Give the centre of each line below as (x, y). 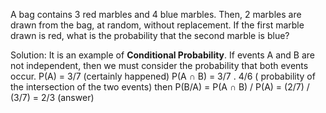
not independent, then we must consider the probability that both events (159, 65)
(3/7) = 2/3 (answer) (52, 97)
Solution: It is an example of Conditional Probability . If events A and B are (162, 55)
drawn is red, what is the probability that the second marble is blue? (150, 35)
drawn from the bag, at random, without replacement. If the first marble (157, 25)
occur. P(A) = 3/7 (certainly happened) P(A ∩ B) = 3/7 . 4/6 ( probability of (163, 76)
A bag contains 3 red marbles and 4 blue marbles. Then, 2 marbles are (156, 14)
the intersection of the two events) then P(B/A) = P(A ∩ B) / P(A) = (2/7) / (160, 87)
